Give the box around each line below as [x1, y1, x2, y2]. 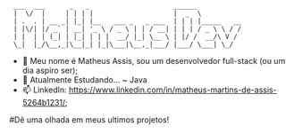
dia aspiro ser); [21, 65, 79, 75]
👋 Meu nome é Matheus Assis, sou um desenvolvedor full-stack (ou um [21, 56, 286, 66]
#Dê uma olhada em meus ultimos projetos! [9, 114, 170, 125]
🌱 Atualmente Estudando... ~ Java [21, 75, 147, 85]
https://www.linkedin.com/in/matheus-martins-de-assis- [68, 84, 277, 95]
